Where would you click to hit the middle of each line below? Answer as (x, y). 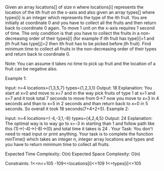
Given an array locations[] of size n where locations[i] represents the (74, 7)
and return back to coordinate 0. (38, 54)
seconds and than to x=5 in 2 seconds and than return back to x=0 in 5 (77, 103)
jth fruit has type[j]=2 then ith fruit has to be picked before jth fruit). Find (78, 43)
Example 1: (16, 78)
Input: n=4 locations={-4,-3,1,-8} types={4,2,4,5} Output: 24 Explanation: (79, 118)
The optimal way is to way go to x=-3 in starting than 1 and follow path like (80, 123)
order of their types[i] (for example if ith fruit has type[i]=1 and (92, 38)
